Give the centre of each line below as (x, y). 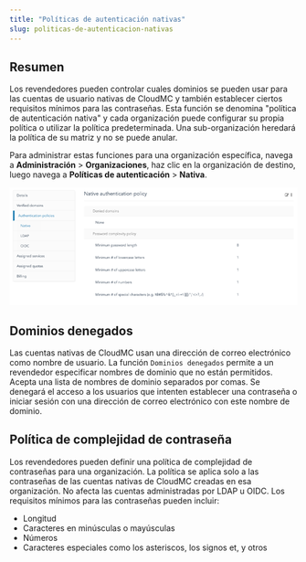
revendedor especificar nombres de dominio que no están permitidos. (141, 372)
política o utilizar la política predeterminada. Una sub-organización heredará (153, 128)
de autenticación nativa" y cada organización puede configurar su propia (147, 118)
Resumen (37, 67)
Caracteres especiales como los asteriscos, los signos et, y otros (145, 547)
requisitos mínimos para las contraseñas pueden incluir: (115, 500)
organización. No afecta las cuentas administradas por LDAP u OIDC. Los (147, 491)
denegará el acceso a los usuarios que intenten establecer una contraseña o (153, 392)
